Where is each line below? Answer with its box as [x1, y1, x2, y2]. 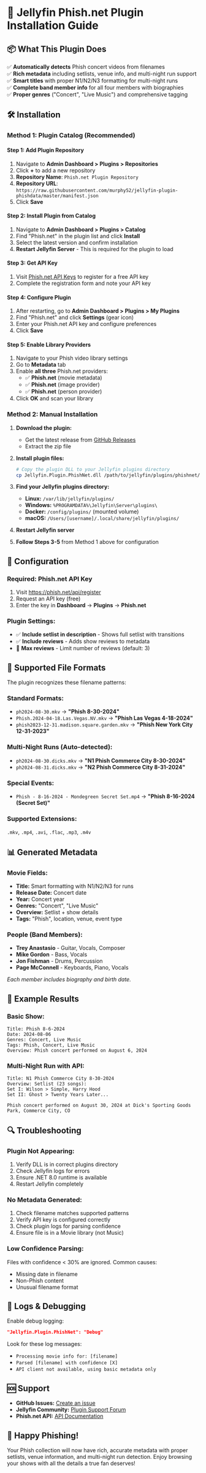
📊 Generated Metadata [7, 847, 98, 857]
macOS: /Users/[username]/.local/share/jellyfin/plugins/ [25, 515, 180, 522]
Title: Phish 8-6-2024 [7, 1026, 65, 1032]
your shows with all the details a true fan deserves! [7, 1459, 135, 1467]
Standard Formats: [7, 694, 64, 702]
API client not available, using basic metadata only [15, 1366, 156, 1373]
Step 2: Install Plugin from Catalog [7, 212, 96, 220]
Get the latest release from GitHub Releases [25, 436, 136, 443]
